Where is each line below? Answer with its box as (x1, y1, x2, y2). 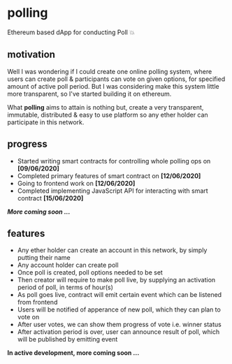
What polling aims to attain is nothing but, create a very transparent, (7, 103, 204, 111)
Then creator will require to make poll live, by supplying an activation (17, 276, 216, 284)
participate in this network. (7, 117, 85, 126)
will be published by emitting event (17, 335, 118, 344)
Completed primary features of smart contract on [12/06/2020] (17, 171, 201, 180)
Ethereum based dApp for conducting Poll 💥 (7, 28, 135, 36)
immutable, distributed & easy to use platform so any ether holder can (7, 110, 208, 119)
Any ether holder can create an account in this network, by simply (17, 246, 208, 254)
